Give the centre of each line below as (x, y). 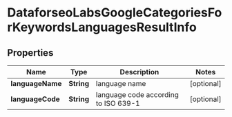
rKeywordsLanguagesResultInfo (102, 27)
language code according (137, 95)
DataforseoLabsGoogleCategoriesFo (115, 13)
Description (139, 72)
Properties (30, 53)
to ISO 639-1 (118, 103)
